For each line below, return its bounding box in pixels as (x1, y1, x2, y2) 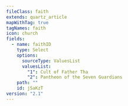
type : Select (17, 47, 49, 53)
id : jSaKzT (17, 85, 44, 91)
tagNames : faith (6, 25, 46, 31)
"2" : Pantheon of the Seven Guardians (27, 74, 123, 80)
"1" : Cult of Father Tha (27, 69, 88, 75)
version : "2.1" (6, 91, 44, 97)
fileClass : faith (6, 8, 49, 15)
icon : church (6, 31, 38, 37)
